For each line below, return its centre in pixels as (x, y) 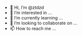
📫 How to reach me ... (33, 28)
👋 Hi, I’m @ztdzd (27, 8)
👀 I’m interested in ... (31, 13)
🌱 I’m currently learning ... (36, 18)
